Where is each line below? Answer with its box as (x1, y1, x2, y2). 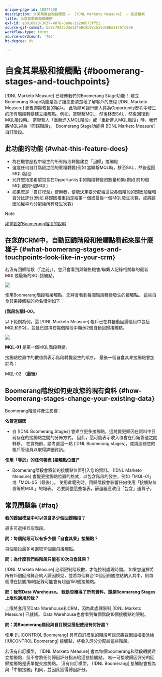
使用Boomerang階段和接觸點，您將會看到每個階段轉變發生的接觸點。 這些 (5, 292, 152, 298)
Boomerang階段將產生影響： (5, 408, 62, 414)
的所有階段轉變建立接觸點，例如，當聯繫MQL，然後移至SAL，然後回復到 (5, 111, 150, 116)
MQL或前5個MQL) (12, 182, 48, 188)
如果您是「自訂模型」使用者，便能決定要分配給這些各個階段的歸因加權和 (12, 189, 156, 195)
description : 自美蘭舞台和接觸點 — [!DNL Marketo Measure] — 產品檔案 (5, 12, 145, 17)
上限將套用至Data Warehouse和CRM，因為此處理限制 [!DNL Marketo (5, 605, 142, 611)
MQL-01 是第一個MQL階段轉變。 (5, 344, 70, 350)
